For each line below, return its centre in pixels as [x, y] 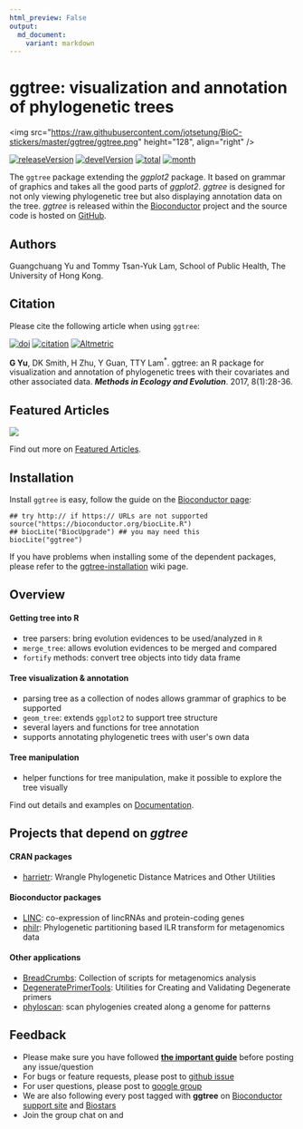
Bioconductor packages [56, 898]
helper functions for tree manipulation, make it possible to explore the [152, 778]
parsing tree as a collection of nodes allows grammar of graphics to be [154, 698]
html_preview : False [48, 18]
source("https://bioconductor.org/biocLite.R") [101, 524]
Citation [33, 304]
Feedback [38, 1035]
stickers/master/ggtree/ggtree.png [74, 142]
